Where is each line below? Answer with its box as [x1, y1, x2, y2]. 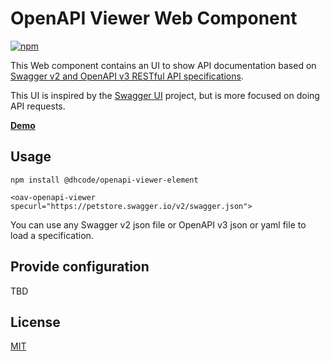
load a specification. [10, 229, 94, 241]
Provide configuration [10, 258, 150, 276]
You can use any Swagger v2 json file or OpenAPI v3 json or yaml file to [10, 218, 307, 231]
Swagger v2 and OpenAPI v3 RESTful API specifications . [10, 70, 244, 82]
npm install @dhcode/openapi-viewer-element [10, 175, 199, 185]
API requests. [10, 100, 66, 112]
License [10, 313, 61, 331]
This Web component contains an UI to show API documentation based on [10, 59, 317, 71]
